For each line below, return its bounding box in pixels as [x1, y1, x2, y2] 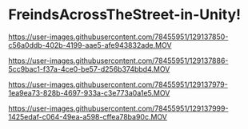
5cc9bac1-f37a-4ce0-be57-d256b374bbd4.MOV [8, 64, 170, 73]
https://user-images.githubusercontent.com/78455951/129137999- [8, 104, 229, 113]
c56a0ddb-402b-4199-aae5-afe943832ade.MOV [8, 40, 172, 49]
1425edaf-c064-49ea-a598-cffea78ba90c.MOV [8, 111, 168, 121]
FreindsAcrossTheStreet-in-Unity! [8, 6, 242, 24]
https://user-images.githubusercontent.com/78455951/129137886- [8, 56, 229, 65]
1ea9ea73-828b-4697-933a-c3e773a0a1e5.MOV [8, 88, 170, 97]
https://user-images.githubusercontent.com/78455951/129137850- [8, 32, 229, 41]
